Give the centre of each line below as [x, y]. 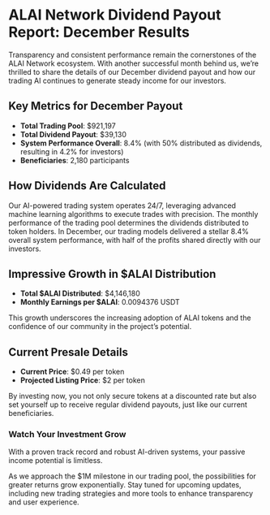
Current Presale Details [68, 352]
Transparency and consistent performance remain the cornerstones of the [133, 54]
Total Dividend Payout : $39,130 [73, 134]
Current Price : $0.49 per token [72, 372]
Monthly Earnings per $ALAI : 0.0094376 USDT [100, 302]
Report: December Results [99, 32]
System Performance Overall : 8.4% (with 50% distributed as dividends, [141, 143]
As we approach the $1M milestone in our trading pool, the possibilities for [133, 476]
